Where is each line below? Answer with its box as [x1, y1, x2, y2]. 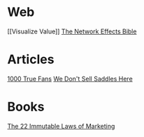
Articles [7, 51, 55, 67]
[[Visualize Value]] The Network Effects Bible [7, 27, 137, 35]
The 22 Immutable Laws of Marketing [7, 122, 115, 130]
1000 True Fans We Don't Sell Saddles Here [7, 74, 133, 83]
